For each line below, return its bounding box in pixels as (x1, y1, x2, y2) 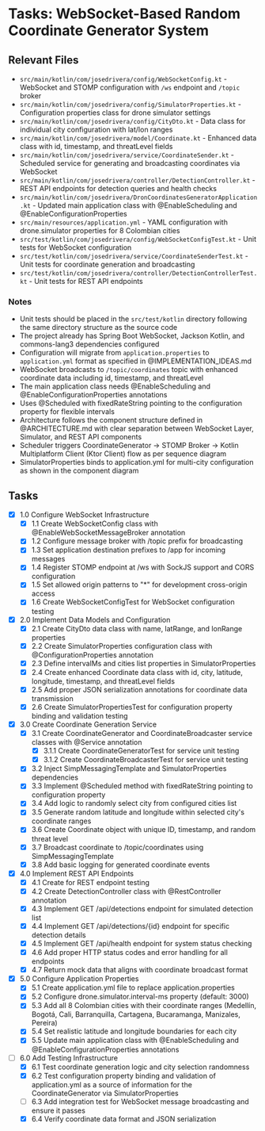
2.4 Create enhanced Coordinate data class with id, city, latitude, (31, 667, 244, 677)
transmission (31, 693, 74, 703)
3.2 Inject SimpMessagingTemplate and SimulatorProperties (31, 764, 227, 773)
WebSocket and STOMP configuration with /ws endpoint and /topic (19, 82, 240, 92)
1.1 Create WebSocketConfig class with (31, 519, 158, 528)
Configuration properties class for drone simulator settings (19, 108, 211, 117)
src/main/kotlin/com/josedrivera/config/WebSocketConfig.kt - (19, 75, 228, 83)
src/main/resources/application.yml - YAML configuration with (19, 217, 228, 227)
